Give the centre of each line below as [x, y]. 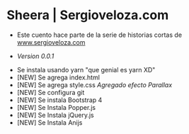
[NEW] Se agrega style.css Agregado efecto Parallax [94, 84]
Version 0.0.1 [35, 56]
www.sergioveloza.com [51, 42]
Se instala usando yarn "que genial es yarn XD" [86, 69]
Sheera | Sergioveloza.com [88, 15]
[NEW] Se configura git [51, 92]
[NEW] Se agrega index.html [58, 77]
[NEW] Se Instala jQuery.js [55, 115]
